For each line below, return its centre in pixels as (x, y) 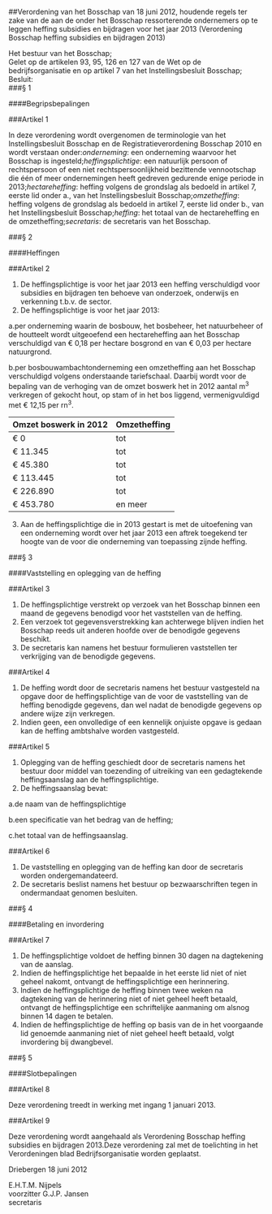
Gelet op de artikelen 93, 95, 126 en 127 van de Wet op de (105, 62)
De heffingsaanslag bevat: (64, 788)
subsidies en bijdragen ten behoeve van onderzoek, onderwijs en (130, 293)
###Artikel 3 (29, 589)
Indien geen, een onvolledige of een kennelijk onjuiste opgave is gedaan (141, 723)
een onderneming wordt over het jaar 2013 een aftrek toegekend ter (134, 533)
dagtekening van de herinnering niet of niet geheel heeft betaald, (129, 999)
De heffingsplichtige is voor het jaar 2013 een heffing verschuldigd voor (140, 284)
